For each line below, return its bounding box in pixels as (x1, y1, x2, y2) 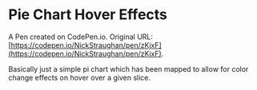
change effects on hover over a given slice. (8, 72, 151, 82)
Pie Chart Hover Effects (8, 6, 168, 24)
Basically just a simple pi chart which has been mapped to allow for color (8, 64, 249, 73)
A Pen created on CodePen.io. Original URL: (8, 32, 154, 41)
